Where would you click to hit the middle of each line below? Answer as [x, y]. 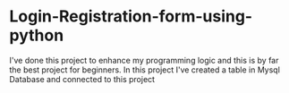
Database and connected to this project [82, 79]
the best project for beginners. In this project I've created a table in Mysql [144, 70]
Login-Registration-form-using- [131, 17]
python [37, 35]
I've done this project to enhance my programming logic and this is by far [144, 60]
